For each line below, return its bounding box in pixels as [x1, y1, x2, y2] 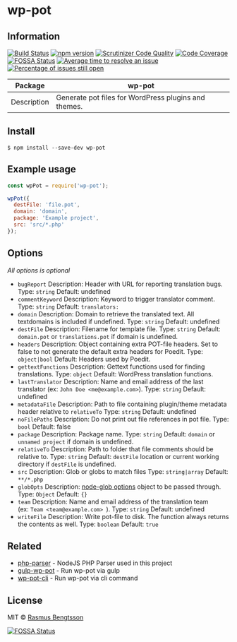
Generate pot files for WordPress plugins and [56, 93, 206, 102]
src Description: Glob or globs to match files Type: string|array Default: [17, 467, 229, 475]
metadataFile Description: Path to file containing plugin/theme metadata [17, 400, 227, 408]
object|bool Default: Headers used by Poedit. [17, 355, 151, 363]
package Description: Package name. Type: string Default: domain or [17, 429, 215, 438]
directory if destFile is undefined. [17, 460, 116, 468]
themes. [56, 102, 83, 111]
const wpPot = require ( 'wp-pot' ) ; [7, 182, 109, 189]
